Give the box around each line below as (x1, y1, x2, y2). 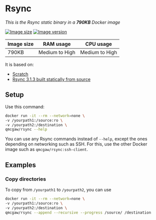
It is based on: (5, 61, 34, 67)
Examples (5, 161, 36, 169)
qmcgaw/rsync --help (5, 127, 48, 132)
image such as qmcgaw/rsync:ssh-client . (5, 147, 88, 152)
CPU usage (85, 40, 112, 47)
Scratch (12, 71, 29, 77)
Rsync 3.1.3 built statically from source (12, 76, 91, 82)
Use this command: (5, 104, 45, 110)
